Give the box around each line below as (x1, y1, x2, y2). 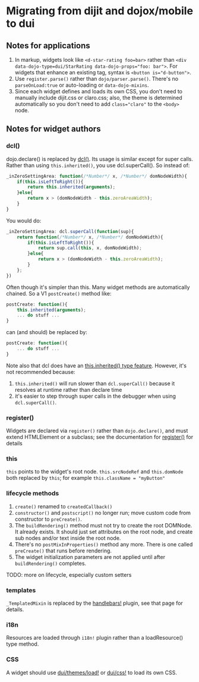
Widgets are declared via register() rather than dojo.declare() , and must (6, 427, 188, 435)
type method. (6, 640, 39, 648)
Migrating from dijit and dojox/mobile (6, 4, 194, 18)
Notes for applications (6, 40, 90, 51)
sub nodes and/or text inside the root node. (14, 534, 121, 542)
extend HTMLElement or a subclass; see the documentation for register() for (6, 433, 194, 441)
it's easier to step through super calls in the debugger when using (14, 392, 176, 400)
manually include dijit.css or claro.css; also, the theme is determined (14, 94, 182, 101)
